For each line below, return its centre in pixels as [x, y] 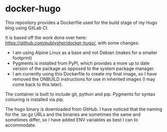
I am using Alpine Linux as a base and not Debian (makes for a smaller [85, 52]
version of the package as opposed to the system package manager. [83, 68]
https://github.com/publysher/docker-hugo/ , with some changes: [72, 42]
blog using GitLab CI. [27, 27]
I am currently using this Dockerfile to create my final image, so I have [85, 73]
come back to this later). [38, 84]
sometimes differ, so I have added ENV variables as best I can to [72, 119]
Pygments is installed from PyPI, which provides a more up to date [81, 63]
